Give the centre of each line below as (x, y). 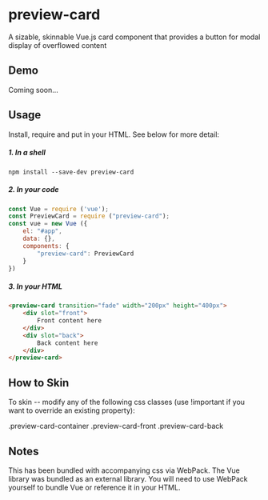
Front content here (70, 321)
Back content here (68, 343)
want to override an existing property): (72, 410)
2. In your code (34, 190)
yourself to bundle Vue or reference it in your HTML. (94, 487)
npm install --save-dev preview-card (71, 172)
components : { (46, 246)
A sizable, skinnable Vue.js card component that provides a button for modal (134, 37)
